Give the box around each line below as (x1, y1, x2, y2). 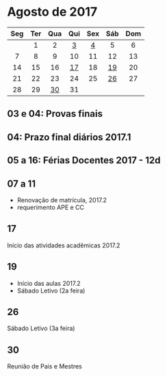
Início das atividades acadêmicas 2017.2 (7, 241, 120, 250)
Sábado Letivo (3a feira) (7, 324, 75, 332)
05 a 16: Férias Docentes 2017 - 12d (7, 155, 161, 166)
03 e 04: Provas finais (7, 108, 103, 120)
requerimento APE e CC (16, 203, 84, 211)
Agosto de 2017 (7, 4, 98, 20)
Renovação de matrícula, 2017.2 (16, 196, 107, 204)
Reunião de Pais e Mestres (7, 362, 82, 371)
